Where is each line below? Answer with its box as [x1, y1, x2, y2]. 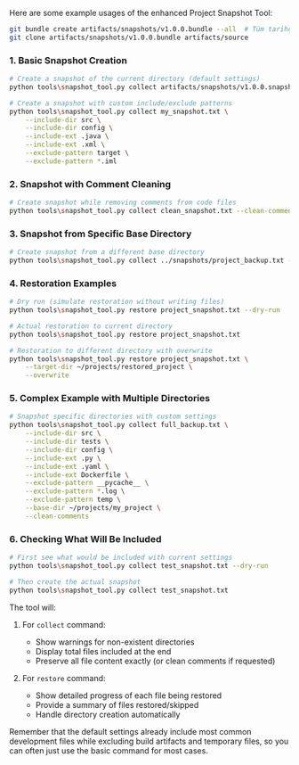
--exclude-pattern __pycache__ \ [25, 479, 149, 488]
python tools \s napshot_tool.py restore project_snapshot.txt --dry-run [9, 306, 280, 315]
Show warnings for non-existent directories [35, 637, 195, 647]
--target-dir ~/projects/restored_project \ [25, 363, 193, 372]
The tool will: [9, 602, 56, 613]
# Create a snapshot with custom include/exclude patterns [9, 98, 233, 108]
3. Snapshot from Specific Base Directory [9, 227, 192, 240]
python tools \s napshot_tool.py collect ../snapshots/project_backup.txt [9, 256, 285, 266]
